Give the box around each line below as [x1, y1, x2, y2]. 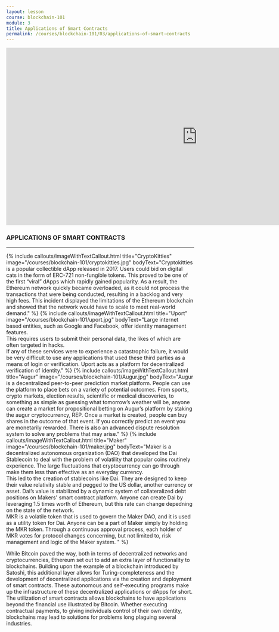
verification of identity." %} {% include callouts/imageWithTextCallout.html [6, 367, 189, 374]
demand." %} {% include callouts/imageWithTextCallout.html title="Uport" [6, 310, 188, 317]
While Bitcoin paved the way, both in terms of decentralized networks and [6, 550, 188, 557]
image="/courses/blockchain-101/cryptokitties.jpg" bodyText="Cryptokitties [6, 259, 193, 266]
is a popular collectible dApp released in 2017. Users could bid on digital [6, 265, 183, 273]
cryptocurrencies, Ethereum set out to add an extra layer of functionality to [6, 557, 190, 564]
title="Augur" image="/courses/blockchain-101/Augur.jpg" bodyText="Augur [6, 373, 194, 380]
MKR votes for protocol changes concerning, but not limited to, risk [6, 532, 171, 539]
